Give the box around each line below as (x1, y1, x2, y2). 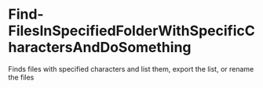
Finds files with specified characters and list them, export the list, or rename (8, 64, 254, 73)
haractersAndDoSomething (8, 39, 192, 56)
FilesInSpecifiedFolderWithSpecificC (8, 22, 255, 40)
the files (8, 72, 35, 82)
